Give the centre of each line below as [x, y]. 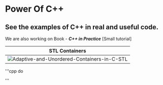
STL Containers [68, 51]
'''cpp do [14, 71]
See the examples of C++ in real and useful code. [82, 27]
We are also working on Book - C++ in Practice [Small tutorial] [68, 39]
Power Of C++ [34, 9]
